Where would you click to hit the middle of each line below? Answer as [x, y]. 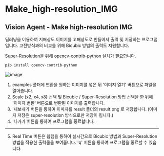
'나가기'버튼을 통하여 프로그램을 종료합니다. [53, 121]
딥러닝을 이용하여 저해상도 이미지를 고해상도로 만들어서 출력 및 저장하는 [73, 39]
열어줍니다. [23, 90]
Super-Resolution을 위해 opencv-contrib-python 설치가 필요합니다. [71, 56]
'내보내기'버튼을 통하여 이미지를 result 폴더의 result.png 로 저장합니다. [79, 109]
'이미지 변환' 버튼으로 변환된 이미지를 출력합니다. [58, 103]
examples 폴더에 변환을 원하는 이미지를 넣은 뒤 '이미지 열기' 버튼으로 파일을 [84, 85]
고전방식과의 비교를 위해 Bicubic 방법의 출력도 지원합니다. [74, 45]
